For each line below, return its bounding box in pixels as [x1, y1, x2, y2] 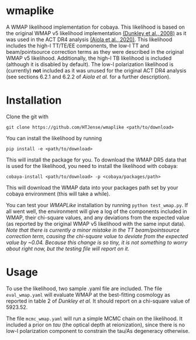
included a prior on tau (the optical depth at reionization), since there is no [6, 321, 185, 328]
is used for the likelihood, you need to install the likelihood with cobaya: [6, 162, 178, 169]
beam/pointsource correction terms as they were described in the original [6, 48, 184, 55]
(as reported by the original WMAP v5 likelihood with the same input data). [6, 220, 185, 227]
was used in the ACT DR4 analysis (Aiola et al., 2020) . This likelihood [6, 36, 173, 43]
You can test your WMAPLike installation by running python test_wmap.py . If [6, 201, 188, 208]
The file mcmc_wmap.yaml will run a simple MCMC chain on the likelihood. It [6, 315, 183, 322]
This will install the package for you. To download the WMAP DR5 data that [6, 156, 187, 163]
